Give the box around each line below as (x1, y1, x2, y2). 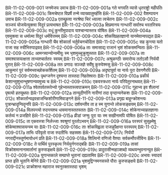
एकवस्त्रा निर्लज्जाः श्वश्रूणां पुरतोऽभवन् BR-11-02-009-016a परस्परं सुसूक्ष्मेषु (31, 119, 156, 124)
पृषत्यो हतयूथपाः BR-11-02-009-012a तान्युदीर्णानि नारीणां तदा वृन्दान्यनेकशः (5, 90, 130, 96)
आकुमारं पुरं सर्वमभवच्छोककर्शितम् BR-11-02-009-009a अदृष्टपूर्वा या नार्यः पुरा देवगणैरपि (5, 67, 151, 73)
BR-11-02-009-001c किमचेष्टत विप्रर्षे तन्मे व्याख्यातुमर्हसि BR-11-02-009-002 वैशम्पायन (5, 11, 158, 16)
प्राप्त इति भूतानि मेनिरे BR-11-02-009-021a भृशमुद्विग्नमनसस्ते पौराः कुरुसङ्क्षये (5, 158, 136, 164)
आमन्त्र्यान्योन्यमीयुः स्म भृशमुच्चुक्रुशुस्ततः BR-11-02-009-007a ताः (35, 50, 145, 56)
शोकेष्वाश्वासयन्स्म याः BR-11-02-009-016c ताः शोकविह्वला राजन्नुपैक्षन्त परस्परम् (5, 124, 137, 130)
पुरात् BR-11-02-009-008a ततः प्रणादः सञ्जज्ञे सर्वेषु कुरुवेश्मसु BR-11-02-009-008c (5, 62, 154, 68)
